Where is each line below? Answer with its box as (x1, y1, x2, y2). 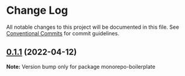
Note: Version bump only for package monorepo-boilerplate (6, 63, 155, 70)
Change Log (6, 4, 68, 17)
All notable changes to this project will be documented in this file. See (6, 23, 180, 31)
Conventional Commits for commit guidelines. (6, 29, 119, 37)
